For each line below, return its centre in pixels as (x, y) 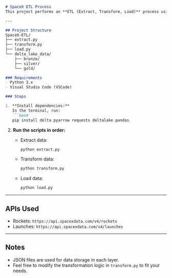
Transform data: (37, 159)
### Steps (16, 97)
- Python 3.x (19, 82)
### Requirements (24, 78)
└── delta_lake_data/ (28, 54)
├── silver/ (27, 64)
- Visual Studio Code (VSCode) (39, 87)
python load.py (36, 188)
